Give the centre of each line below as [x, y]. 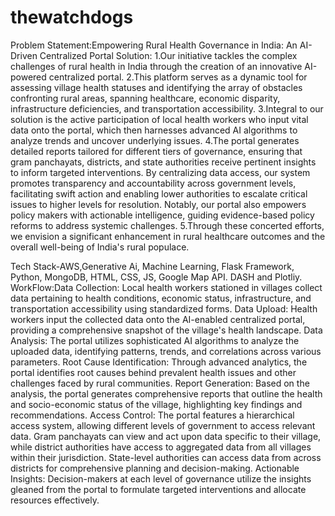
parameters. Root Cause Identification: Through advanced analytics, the [159, 362]
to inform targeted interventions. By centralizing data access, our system [160, 172]
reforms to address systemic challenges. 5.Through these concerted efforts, [167, 225]
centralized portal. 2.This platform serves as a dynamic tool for [178, 77]
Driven [24, 55]
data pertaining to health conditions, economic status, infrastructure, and [161, 298]
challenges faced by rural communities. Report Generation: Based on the [160, 383]
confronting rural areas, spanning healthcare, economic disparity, [145, 98]
